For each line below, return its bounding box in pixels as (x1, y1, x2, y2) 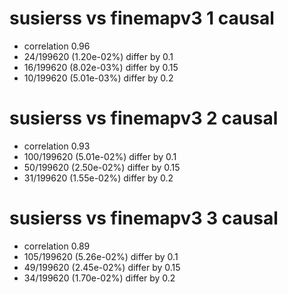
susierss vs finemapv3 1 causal (9, 7, 275, 30)
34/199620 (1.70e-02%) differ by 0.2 (23, 272, 176, 284)
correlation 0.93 (23, 140, 91, 152)
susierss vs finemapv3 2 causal (9, 107, 279, 130)
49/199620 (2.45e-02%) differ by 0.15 (23, 261, 181, 273)
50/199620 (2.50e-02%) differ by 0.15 (23, 161, 181, 173)
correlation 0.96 (23, 40, 91, 52)
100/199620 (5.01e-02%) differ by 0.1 (23, 150, 177, 162)
